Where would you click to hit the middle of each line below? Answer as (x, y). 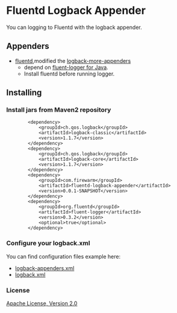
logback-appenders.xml (45, 268)
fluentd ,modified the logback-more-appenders (73, 60)
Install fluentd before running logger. (69, 74)
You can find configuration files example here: (64, 256)
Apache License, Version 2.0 (42, 303)
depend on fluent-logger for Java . (66, 67)
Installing (24, 93)
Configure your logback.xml (48, 244)
